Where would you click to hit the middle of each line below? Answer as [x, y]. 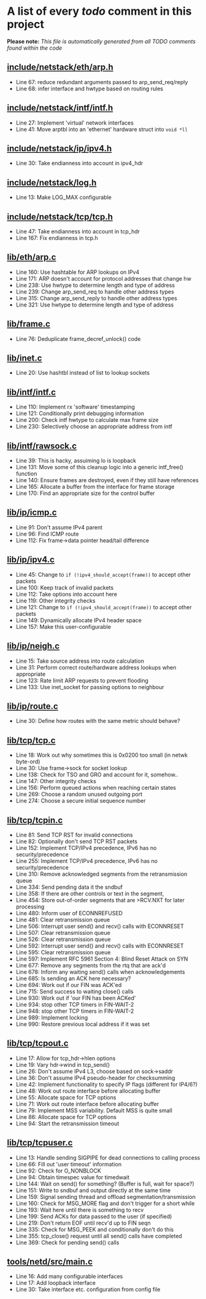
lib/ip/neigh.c [33, 646]
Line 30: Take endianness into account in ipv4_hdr [79, 163]
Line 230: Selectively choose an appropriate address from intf [94, 427]
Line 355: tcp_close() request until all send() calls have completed [99, 1236]
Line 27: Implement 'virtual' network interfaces [75, 123]
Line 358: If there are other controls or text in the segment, [90, 893]
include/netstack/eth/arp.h [60, 67]
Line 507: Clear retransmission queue [63, 932]
